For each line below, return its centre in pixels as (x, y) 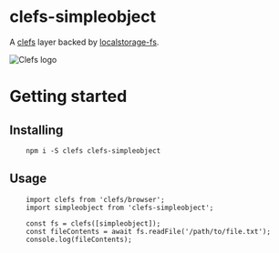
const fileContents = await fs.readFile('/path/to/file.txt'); (149, 231)
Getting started (68, 96)
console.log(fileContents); (79, 239)
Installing (36, 130)
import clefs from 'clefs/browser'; (96, 199)
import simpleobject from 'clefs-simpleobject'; (120, 207)
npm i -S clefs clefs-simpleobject (93, 151)
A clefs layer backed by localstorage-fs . (84, 42)
